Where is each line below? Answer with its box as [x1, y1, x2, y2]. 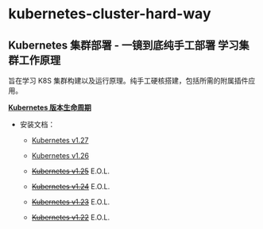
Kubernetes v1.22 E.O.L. [31, 212, 110, 222]
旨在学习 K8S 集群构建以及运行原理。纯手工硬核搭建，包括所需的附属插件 [8, 76, 249, 85]
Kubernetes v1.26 [31, 151, 90, 160]
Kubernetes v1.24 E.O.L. [31, 182, 110, 191]
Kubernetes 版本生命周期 [8, 103, 91, 112]
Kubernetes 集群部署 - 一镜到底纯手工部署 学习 [8, 38, 239, 52]
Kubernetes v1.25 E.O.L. [31, 166, 110, 176]
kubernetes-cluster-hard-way [8, 5, 211, 23]
